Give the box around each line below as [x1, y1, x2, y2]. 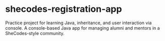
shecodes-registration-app [5, 3, 122, 15]
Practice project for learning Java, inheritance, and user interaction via [5, 20, 152, 26]
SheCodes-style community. [5, 30, 65, 36]
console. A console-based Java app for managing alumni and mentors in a [5, 25, 160, 31]
